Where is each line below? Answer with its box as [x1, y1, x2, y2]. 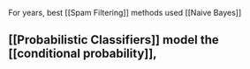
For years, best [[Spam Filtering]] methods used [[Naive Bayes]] [8, 8, 242, 17]
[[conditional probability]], [8, 46, 157, 61]
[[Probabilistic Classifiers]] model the [8, 32, 220, 47]
